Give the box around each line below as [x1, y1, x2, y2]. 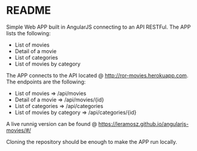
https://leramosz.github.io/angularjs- [98, 120, 189, 127]
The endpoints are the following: [6, 78, 86, 85]
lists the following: [6, 29, 51, 36]
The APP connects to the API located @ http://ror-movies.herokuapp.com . [6, 72, 189, 79]
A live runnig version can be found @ [6, 120, 97, 127]
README [6, 4, 51, 17]
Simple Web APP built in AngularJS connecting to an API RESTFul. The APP [6, 23, 191, 30]
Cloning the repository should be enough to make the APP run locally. [6, 138, 177, 145]
